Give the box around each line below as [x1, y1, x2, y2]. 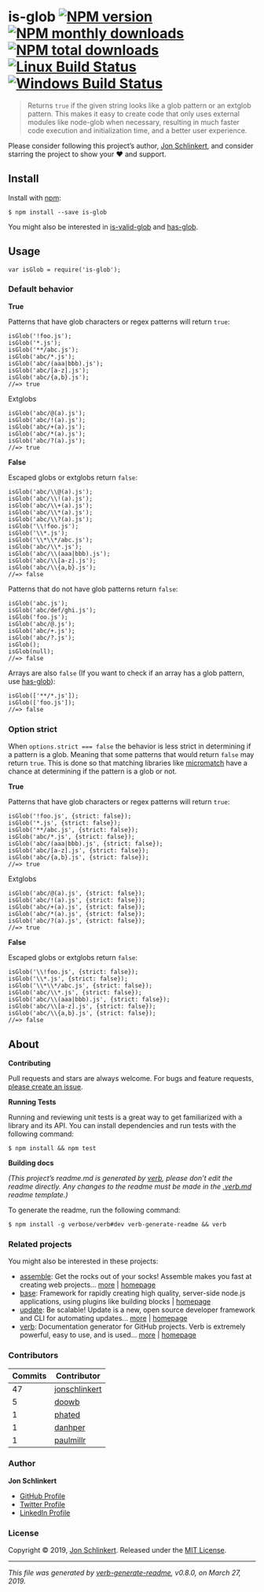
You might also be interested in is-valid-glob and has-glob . [8, 222, 199, 231]
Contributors [8, 1350, 59, 1361]
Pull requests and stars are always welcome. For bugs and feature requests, [8, 1073, 254, 1083]
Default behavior [8, 284, 74, 295]
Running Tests [8, 1097, 57, 1106]
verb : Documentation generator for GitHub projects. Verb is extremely [19, 1322, 246, 1332]
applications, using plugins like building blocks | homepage [19, 1297, 211, 1307]
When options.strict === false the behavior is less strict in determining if [8, 741, 251, 751]
